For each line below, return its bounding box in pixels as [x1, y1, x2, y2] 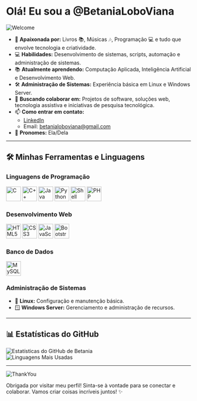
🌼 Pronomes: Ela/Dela [14, 129, 69, 136]
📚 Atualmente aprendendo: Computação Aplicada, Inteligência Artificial [14, 66, 191, 73]
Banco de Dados [6, 248, 54, 256]
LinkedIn [23, 116, 45, 124]
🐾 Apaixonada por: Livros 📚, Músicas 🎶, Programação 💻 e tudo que [14, 36, 182, 43]
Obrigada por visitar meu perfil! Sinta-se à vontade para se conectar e [6, 382, 176, 389]
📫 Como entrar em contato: [14, 108, 84, 115]
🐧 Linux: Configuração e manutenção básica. [14, 297, 124, 304]
